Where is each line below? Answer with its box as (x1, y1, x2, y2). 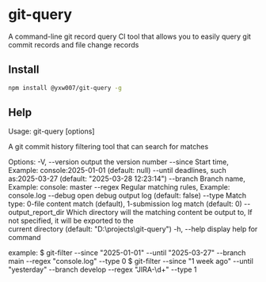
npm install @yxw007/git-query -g (8, 84, 123, 92)
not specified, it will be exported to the (8, 216, 134, 226)
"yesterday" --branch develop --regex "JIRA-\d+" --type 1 (8, 265, 197, 274)
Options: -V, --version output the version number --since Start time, (8, 157, 230, 167)
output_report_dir (8, 208, 65, 217)
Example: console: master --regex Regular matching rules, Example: (8, 182, 230, 192)
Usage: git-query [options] (8, 126, 95, 136)
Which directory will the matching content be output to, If (66, 208, 253, 217)
